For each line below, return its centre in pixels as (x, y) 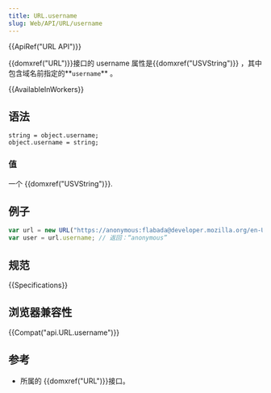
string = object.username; (54, 136)
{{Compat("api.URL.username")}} (64, 332)
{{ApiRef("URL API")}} (45, 46)
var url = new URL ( (41, 231)
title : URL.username (43, 16)
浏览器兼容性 (40, 313)
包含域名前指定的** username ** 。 (63, 73)
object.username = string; (54, 143)
